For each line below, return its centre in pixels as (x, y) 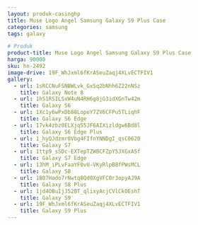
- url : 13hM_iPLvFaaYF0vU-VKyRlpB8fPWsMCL (77, 165)
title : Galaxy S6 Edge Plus (61, 132)
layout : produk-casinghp (44, 14)
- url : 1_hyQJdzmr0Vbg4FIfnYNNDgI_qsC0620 (77, 139)
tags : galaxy (27, 34)
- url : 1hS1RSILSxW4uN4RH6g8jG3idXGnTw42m (77, 99)
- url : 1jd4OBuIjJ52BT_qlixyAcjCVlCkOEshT (77, 191)
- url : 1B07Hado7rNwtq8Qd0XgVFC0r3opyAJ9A (77, 178)
